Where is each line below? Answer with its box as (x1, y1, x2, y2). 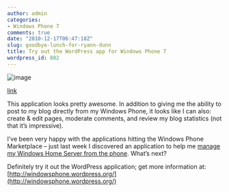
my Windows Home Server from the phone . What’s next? (7, 149, 167, 157)
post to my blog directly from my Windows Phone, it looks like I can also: (7, 107, 212, 115)
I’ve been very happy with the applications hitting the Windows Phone (7, 135, 204, 143)
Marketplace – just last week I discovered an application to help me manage (7, 141, 221, 150)
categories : (7, 16, 41, 23)
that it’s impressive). (7, 121, 64, 130)
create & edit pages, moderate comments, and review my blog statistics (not (7, 114, 222, 122)
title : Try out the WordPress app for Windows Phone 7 (7, 49, 167, 55)
